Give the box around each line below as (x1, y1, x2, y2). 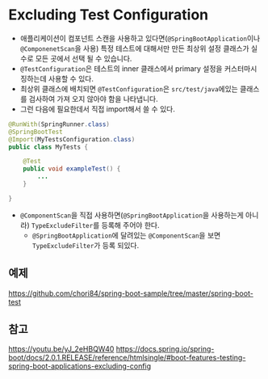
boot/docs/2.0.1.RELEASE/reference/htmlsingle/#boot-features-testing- (8, 353, 246, 363)
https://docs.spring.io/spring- (115, 344, 215, 354)
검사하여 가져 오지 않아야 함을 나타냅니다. (28, 94, 159, 103)
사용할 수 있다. (48, 74, 94, 83)
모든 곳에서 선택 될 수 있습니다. (35, 53, 132, 63)
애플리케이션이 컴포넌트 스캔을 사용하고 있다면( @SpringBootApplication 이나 (19, 33, 261, 43)
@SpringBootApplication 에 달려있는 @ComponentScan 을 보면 (31, 230, 221, 240)
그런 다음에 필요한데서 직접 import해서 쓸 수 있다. (19, 103, 175, 114)
